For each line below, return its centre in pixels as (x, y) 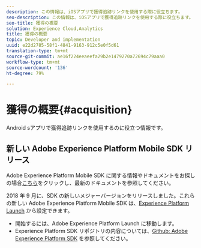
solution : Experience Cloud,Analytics (55, 29)
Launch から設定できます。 (40, 210)
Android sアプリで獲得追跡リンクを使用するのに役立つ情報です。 (86, 128)
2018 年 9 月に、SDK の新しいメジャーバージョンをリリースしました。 (93, 195)
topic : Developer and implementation (53, 40)
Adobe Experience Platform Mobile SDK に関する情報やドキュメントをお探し (101, 175)
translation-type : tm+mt (37, 51)
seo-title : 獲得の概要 (32, 23)
